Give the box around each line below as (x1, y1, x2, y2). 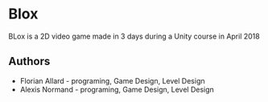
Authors (8, 55, 51, 68)
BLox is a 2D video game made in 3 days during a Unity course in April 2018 (8, 31, 260, 41)
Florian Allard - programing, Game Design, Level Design (19, 75, 205, 85)
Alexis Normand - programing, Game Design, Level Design (19, 84, 215, 94)
